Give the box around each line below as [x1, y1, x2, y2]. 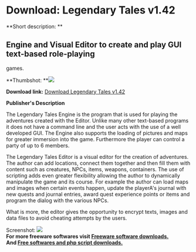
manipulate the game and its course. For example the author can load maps [6, 178, 189, 185]
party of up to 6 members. [6, 142, 70, 149]
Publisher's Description [6, 99, 65, 106]
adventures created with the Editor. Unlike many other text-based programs [6, 117, 189, 124]
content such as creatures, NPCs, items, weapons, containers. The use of [6, 165, 184, 173]
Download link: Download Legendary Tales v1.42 [6, 88, 125, 95]
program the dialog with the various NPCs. [6, 197, 109, 204]
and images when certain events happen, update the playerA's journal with [6, 184, 187, 191]
